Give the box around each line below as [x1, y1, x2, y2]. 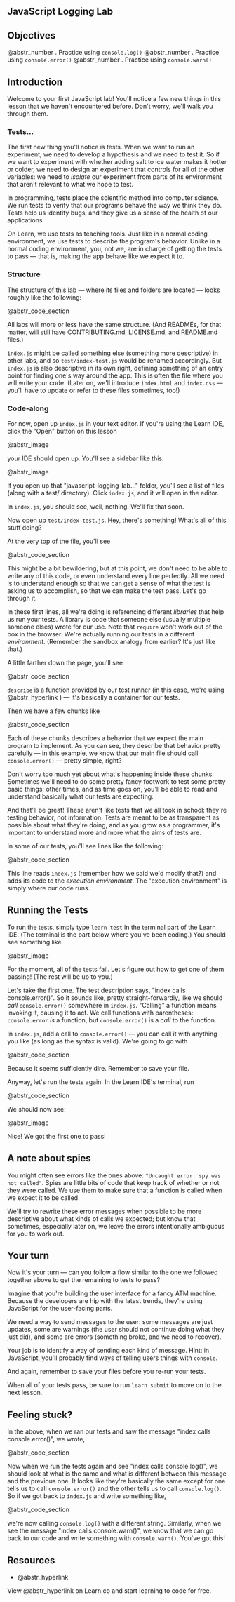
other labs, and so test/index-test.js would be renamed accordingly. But [7, 356, 222, 364]
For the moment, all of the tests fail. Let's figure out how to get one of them [7, 965, 224, 973]
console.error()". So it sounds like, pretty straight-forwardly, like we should [7, 993, 223, 1002]
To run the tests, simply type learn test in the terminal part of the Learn [7, 923, 216, 931]
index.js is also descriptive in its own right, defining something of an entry [7, 363, 223, 372]
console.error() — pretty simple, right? [7, 756, 122, 764]
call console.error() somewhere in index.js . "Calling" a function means [7, 1001, 217, 1009]
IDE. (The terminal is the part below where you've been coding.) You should [7, 930, 226, 939]
